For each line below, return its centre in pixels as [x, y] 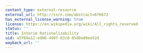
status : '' [17, 29]
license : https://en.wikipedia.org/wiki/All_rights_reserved [72, 24]
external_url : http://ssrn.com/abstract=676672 [57, 15]
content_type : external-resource [41, 10]
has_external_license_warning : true [44, 19]
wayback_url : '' [22, 43]
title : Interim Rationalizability [42, 33]
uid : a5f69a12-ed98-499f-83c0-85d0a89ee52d [52, 38]
